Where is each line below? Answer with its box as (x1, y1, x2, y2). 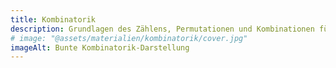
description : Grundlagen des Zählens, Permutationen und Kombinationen (10, 24, 315, 34)
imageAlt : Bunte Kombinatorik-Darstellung (10, 42, 190, 53)
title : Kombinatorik (10, 14, 97, 25)
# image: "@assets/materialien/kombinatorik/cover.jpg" (10, 33, 248, 43)
